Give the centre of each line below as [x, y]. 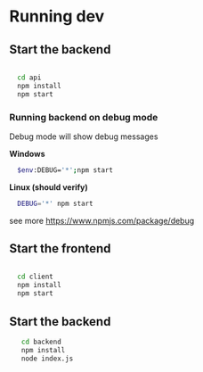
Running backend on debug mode [84, 117]
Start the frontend [60, 248]
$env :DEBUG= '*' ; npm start [65, 170]
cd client [35, 277]
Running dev [57, 17]
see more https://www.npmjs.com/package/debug [102, 220]
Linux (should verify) [49, 187]
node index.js [47, 359]
